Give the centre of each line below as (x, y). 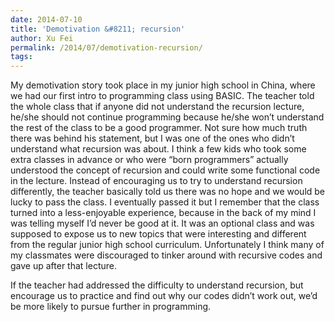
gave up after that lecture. (63, 266)
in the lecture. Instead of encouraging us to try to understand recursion (156, 181)
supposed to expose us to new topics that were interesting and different (158, 234)
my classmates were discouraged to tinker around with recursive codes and (166, 255)
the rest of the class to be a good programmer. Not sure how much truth (159, 128)
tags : (21, 57)
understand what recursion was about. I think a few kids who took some (158, 149)
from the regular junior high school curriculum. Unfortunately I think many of (167, 245)
